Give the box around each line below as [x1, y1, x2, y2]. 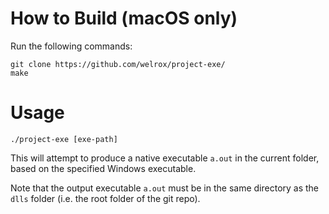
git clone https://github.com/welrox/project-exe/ [10, 59, 226, 69]
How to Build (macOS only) [10, 7, 238, 30]
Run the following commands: [10, 40, 133, 52]
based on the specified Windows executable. [10, 162, 197, 174]
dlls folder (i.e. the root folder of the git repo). [10, 192, 201, 204]
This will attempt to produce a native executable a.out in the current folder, [10, 152, 320, 164]
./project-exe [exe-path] [10, 134, 118, 144]
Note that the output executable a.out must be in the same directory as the [10, 182, 320, 194]
